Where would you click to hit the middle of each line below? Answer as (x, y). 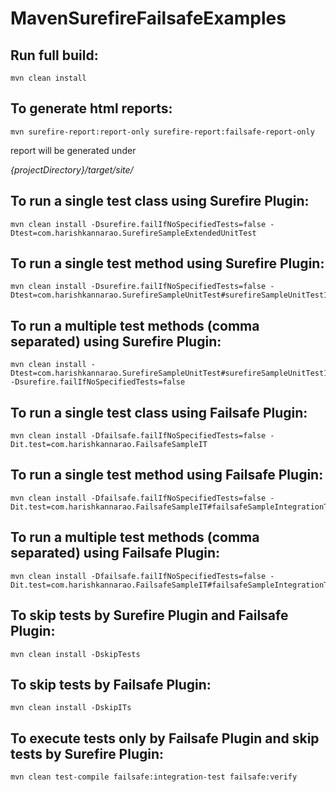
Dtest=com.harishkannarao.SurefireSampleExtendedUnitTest (133, 233)
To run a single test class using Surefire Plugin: (160, 201)
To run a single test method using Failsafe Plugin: (167, 475)
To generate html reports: (91, 108)
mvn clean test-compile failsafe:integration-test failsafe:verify (154, 777)
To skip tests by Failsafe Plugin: (111, 684)
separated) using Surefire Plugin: (116, 341)
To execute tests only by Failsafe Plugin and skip (165, 738)
